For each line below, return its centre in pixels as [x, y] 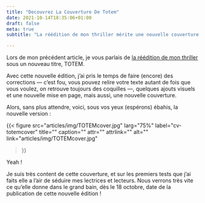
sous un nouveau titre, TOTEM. [45, 64]
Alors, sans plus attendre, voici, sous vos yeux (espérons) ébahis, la [92, 107]
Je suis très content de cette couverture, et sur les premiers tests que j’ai [99, 174]
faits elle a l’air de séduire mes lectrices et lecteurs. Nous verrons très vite [100, 180]
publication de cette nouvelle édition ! [54, 194]
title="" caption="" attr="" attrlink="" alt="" [94, 132]
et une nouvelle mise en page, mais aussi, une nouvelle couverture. [91, 95]
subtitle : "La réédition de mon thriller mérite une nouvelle [87, 35]
